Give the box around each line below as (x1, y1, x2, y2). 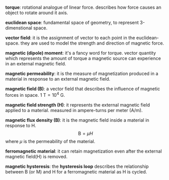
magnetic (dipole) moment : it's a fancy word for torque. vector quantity (5, 50, 156, 56)
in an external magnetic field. (5, 61, 66, 66)
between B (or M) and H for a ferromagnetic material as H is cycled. (5, 168, 148, 174)
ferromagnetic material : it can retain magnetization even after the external (5, 148, 162, 154)
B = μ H (78, 130, 93, 136)
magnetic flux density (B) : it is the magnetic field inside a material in (5, 117, 149, 123)
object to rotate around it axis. (5, 10, 68, 16)
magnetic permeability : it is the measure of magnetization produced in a (5, 70, 159, 77)
